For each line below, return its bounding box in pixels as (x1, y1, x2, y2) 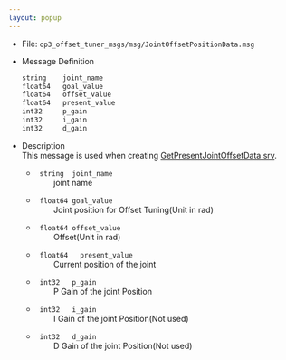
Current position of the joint (52, 258, 157, 269)
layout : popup (8, 13, 62, 23)
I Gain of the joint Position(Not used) (52, 313, 189, 324)
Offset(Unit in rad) (52, 231, 121, 242)
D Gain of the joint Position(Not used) (52, 340, 193, 351)
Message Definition (21, 55, 95, 66)
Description (21, 140, 65, 151)
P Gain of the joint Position (52, 286, 153, 297)
